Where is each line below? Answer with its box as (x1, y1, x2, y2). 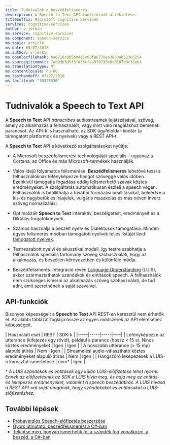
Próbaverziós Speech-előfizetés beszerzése (12, 418, 106, 424)
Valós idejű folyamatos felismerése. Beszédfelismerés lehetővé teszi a (12, 168, 161, 174)
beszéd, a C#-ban (12, 434, 51, 440)
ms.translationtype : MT (5, 64, 56, 69)
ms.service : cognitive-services (5, 31, 74, 36)
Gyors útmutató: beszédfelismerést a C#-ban (12, 423, 108, 429)
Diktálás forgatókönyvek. (12, 215, 65, 221)
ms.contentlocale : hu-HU (5, 69, 58, 74)
